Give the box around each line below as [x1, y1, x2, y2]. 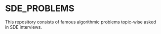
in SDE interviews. [5, 24, 42, 30]
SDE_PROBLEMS [5, 3, 75, 14]
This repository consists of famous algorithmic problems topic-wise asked [5, 19, 157, 25]
